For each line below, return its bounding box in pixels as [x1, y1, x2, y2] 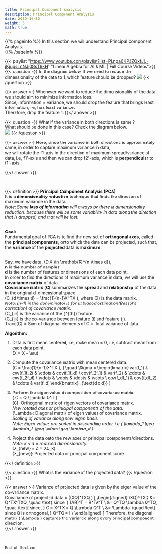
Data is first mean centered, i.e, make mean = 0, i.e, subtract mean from [12, 340, 156, 346]
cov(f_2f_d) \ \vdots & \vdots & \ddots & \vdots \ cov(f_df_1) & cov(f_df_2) [12, 375, 157, 381]
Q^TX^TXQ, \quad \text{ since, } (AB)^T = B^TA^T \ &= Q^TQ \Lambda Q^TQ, [5, 500, 157, 506]
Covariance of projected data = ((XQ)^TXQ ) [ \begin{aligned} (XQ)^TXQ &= [5, 495, 156, 500]
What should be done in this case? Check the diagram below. [5, 125, 128, 130]
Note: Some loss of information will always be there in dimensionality [5, 204, 145, 210]
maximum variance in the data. [5, 199, 67, 205]
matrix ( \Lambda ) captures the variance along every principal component [5, 515, 154, 521]
